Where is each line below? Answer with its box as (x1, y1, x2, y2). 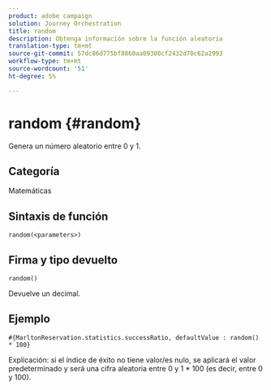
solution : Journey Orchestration (8, 19, 122, 28)
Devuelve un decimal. (8, 289, 81, 298)
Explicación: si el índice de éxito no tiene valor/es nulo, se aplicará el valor (8, 354, 256, 365)
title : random (8, 27, 57, 35)
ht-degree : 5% (8, 72, 57, 80)
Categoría (8, 164, 60, 178)
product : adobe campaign (8, 11, 92, 20)
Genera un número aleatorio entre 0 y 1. (8, 141, 141, 151)
